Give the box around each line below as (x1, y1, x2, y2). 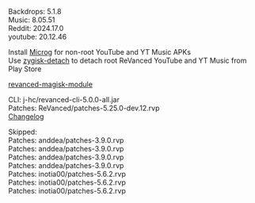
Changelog (8, 112, 44, 121)
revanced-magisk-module (8, 79, 93, 89)
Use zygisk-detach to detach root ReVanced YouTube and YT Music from (8, 56, 247, 65)
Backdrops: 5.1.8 (8, 7, 62, 16)
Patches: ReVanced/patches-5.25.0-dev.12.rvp (8, 103, 160, 113)
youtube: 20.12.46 (8, 32, 67, 41)
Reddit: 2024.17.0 (8, 24, 64, 33)
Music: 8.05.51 (8, 15, 55, 25)
